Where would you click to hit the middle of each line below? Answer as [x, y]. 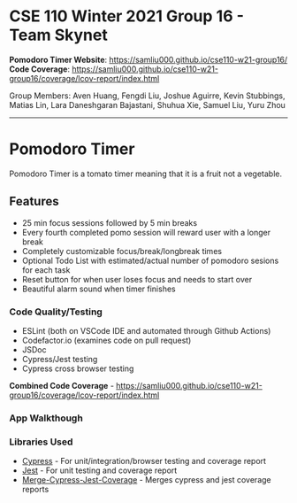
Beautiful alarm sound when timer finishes [99, 289]
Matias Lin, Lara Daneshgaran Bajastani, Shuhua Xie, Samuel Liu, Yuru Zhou [147, 104]
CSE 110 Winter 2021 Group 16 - [127, 16]
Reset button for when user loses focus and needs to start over [137, 279]
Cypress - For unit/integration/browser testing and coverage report [144, 461]
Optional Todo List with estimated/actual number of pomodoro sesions [150, 260]
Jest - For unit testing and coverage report [99, 470]
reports [35, 490]
